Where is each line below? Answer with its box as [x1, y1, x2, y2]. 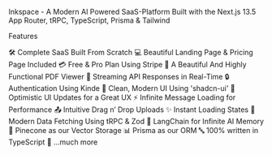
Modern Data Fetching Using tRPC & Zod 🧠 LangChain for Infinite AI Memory [8, 117, 265, 126]
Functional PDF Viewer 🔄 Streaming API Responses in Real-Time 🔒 [8, 72, 230, 81]
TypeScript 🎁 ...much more [8, 137, 98, 147]
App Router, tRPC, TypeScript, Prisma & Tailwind [8, 15, 171, 25]
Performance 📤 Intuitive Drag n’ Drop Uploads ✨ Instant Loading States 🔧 [8, 105, 256, 114]
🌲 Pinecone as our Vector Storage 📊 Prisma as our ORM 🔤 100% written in [8, 126, 259, 135]
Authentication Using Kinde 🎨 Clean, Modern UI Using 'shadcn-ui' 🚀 [8, 84, 235, 93]
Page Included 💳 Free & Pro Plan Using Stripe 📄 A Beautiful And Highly [8, 60, 247, 69]
